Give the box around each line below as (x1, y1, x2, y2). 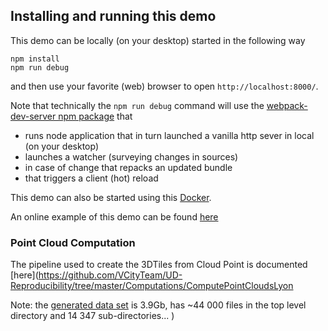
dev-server (10, 110, 57, 122)
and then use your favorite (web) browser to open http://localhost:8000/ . (10, 80, 319, 92)
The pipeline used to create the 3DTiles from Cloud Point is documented (10, 259, 308, 271)
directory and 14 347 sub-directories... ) (10, 310, 175, 322)
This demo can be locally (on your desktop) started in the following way (10, 34, 306, 46)
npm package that (58, 110, 133, 122)
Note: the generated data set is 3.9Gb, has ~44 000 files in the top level (10, 299, 307, 311)
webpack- (266, 99, 308, 111)
